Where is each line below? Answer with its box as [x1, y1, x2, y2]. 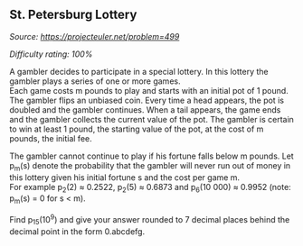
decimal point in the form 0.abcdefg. [9, 225, 146, 237]
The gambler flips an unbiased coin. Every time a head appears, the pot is [9, 95, 285, 105]
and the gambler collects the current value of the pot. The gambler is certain [9, 114, 294, 124]
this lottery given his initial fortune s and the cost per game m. [9, 171, 241, 183]
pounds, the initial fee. [9, 132, 92, 143]
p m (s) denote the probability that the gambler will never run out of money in [9, 159, 291, 173]
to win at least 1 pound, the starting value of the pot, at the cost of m [9, 123, 264, 134]
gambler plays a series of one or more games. [9, 76, 181, 87]
